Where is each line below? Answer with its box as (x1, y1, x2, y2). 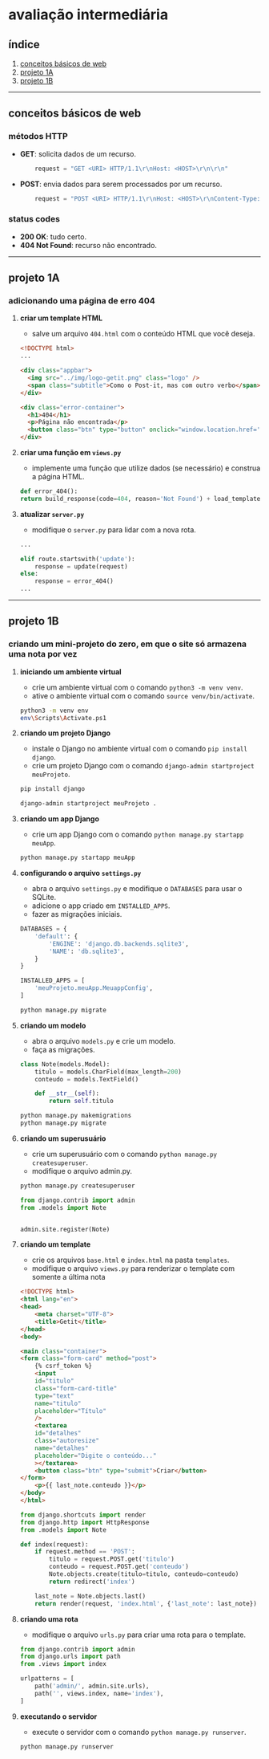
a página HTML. (31, 472, 86, 482)
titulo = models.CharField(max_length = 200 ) (34, 1068, 182, 1076)
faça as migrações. (31, 1044, 95, 1054)
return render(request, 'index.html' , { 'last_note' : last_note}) (34, 1599, 258, 1607)
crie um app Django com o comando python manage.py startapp (31, 829, 244, 840)
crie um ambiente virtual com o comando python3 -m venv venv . (31, 682, 243, 692)
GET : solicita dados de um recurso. (19, 149, 136, 158)
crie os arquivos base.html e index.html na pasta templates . (31, 1255, 230, 1265)
